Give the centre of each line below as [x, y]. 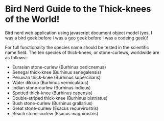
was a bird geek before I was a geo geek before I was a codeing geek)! [77, 38]
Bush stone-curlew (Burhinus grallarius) [52, 103]
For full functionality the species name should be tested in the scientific [77, 47]
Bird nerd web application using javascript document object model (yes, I [79, 33]
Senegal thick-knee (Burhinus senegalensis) [57, 72]
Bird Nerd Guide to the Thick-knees [78, 9]
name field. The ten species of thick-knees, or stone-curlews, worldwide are [82, 52]
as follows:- [17, 57]
